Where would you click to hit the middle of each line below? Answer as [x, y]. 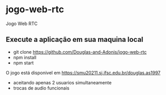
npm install [25, 57]
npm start [23, 63]
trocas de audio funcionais [41, 88]
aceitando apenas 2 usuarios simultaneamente [62, 82]
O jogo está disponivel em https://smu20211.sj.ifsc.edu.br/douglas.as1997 [83, 73]
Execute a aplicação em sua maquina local [75, 40]
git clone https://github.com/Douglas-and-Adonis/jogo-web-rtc [80, 52]
